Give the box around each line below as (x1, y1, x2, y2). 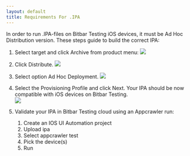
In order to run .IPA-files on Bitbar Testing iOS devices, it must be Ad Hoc (6, 30, 184, 37)
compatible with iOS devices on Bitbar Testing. (14, 91, 128, 98)
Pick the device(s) (23, 138, 68, 145)
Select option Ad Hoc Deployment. (14, 73, 99, 80)
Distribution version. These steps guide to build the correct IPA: (6, 36, 160, 44)
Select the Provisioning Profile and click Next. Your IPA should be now (14, 84, 184, 91)
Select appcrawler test (23, 132, 78, 139)
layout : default (6, 8, 46, 15)
